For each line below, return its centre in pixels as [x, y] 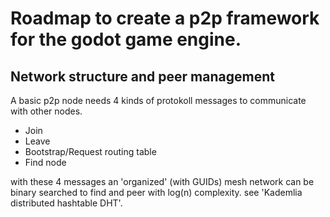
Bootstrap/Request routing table [90, 151]
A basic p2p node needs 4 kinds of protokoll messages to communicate [158, 100]
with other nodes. [46, 111]
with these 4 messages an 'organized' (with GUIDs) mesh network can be [162, 181]
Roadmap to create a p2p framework [165, 18]
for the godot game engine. [126, 39]
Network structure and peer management [142, 76]
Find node [45, 162]
